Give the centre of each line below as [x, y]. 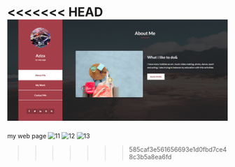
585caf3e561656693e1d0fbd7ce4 [178, 149]
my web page [27, 136]
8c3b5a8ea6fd [150, 157]
